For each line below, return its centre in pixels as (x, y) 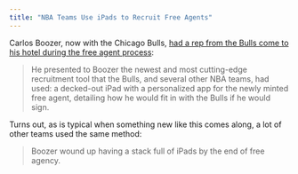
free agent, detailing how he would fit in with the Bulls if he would (151, 98)
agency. (45, 160)
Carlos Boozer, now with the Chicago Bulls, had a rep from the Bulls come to (149, 43)
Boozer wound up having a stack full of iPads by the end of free (148, 151)
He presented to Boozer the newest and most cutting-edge (139, 69)
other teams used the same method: (76, 133)
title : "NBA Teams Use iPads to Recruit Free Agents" (111, 17)
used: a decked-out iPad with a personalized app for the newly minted (160, 88)
